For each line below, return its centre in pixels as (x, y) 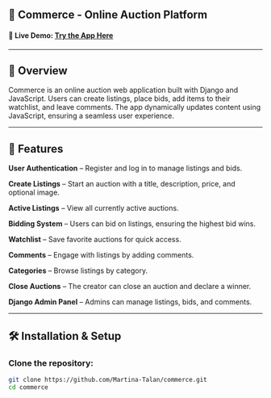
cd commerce (28, 387)
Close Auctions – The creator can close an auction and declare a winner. (130, 287)
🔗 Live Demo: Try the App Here (61, 35)
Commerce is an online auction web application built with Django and (123, 90)
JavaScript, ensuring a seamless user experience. (92, 116)
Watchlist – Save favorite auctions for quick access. (95, 240)
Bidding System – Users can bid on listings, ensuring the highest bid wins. (132, 224)
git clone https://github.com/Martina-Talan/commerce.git (108, 379)
